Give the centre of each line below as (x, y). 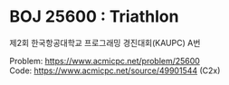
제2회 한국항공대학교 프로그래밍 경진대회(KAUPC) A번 (105, 42)
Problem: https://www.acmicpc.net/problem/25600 (105, 61)
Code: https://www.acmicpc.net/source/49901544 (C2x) (115, 71)
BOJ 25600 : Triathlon (94, 17)
